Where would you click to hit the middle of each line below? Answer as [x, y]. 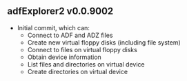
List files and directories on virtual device [86, 64]
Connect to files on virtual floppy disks [82, 49]
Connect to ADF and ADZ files [70, 35]
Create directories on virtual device [78, 71]
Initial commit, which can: [53, 27]
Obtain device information [64, 57]
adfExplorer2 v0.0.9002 [60, 11]
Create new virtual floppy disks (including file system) [104, 42]
